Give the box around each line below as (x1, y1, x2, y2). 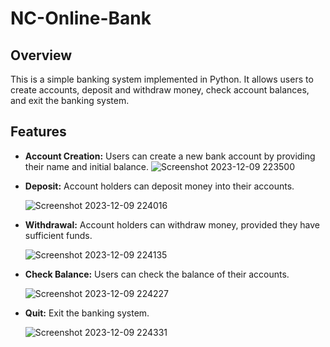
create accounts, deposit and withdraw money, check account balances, (10, 84, 310, 96)
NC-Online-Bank (10, 7, 152, 30)
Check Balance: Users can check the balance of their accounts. (24, 268, 290, 280)
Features (10, 123, 67, 141)
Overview (10, 47, 73, 64)
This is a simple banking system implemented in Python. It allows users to (10, 73, 314, 85)
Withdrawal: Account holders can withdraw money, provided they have (24, 218, 320, 231)
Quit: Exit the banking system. (24, 307, 150, 319)
